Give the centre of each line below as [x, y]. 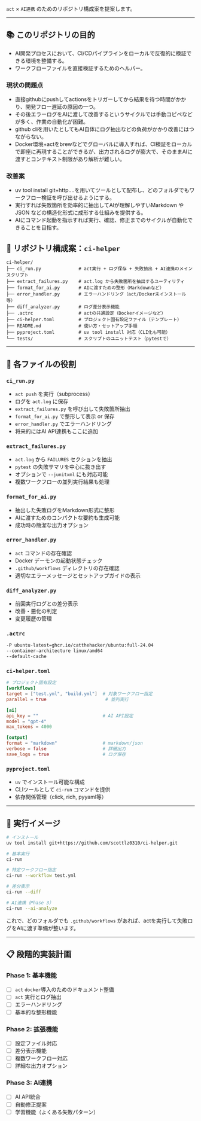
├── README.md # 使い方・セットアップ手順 [72, 326]
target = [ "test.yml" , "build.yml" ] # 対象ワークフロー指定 [80, 694]
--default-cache [26, 657]
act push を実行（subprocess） [54, 394]
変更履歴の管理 [33, 619]
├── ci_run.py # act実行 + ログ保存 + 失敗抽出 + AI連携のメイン [100, 269]
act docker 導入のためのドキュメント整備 [65, 989]
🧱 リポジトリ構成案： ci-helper [63, 248]
